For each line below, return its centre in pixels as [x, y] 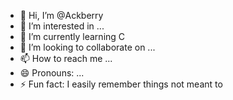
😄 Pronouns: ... [52, 73]
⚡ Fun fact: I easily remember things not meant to [121, 84]
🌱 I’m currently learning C [72, 36]
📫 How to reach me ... [66, 58]
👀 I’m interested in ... [62, 26]
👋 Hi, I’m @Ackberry [61, 15]
